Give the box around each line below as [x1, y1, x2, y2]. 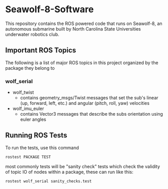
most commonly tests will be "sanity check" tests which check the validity [5, 163, 160, 169]
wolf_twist [12, 89, 34, 95]
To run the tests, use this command [5, 144, 79, 151]
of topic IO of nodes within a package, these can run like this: [5, 169, 133, 175]
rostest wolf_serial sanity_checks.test [5, 178, 92, 184]
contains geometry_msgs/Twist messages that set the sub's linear [20, 95, 159, 101]
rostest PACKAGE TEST [5, 154, 51, 159]
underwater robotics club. [5, 31, 59, 37]
